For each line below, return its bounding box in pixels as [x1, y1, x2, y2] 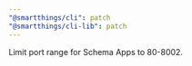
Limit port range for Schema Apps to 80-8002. [8, 46, 184, 57]
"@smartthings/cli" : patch [8, 13, 111, 23]
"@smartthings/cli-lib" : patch [8, 22, 127, 31]
